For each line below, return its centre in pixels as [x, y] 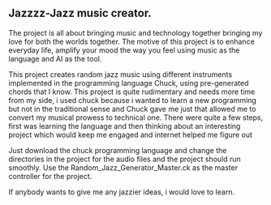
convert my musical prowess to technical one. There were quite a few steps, [136, 117]
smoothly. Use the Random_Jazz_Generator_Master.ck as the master [123, 167]
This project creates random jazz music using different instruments [120, 74]
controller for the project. [50, 176]
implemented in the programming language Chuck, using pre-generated [129, 83]
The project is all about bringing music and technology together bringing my [135, 32]
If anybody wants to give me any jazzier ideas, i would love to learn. [122, 192]
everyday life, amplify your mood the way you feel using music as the [124, 50]
